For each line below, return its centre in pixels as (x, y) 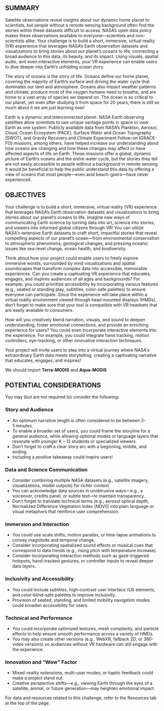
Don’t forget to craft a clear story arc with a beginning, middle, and (79, 446)
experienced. (18, 179)
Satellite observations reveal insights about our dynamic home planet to (77, 20)
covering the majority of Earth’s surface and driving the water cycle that (77, 81)
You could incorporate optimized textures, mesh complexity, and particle (85, 628)
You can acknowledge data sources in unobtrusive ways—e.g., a (77, 491)
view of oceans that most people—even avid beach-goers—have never (77, 174)
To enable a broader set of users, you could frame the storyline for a (81, 431)
